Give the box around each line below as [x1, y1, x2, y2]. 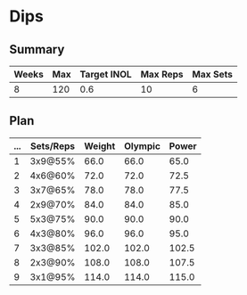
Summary [9, 42, 65, 57]
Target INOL [79, 69, 132, 80]
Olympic [123, 140, 161, 152]
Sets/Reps [29, 140, 76, 152]
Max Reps [140, 69, 185, 80]
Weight [84, 140, 116, 152]
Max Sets [192, 69, 234, 80]
